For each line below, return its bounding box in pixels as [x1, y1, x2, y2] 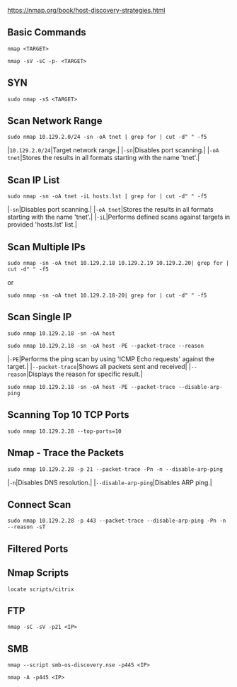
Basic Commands [7, 26, 86, 38]
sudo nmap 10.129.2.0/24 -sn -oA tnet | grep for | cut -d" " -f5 [7, 134, 207, 141]
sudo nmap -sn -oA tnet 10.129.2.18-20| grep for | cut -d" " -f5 [7, 292, 207, 300]
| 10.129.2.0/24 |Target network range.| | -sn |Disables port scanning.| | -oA [7, 146, 219, 154]
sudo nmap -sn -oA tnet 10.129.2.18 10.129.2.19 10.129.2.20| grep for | [7, 260, 230, 267]
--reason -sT [7, 523, 46, 530]
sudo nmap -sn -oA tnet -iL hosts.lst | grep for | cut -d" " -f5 [7, 193, 207, 200]
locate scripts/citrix [7, 586, 74, 593]
